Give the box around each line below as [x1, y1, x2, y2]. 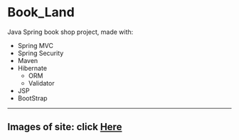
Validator [28, 78, 55, 87]
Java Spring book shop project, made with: [7, 28, 134, 36]
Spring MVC [17, 41, 54, 49]
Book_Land [7, 4, 75, 21]
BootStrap [17, 93, 48, 103]
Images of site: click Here [7, 121, 122, 133]
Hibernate [17, 64, 48, 72]
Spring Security [17, 49, 64, 57]
